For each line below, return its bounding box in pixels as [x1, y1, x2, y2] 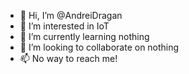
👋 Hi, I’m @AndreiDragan [19, 10, 123, 21]
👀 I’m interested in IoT [19, 20, 110, 32]
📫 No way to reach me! [19, 53, 118, 64]
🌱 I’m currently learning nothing [19, 31, 150, 42]
